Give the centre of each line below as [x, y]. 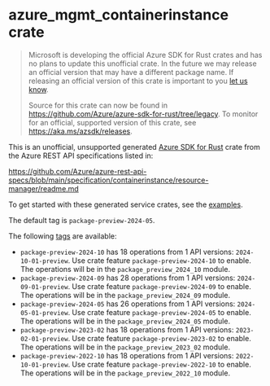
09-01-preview [44, 287]
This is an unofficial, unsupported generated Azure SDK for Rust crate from [134, 147]
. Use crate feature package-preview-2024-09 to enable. [160, 286]
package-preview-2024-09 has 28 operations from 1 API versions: [128, 278]
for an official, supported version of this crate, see [112, 122]
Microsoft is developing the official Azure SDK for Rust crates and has [145, 55]
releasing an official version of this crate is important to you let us [138, 81]
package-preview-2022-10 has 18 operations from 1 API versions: [127, 355]
